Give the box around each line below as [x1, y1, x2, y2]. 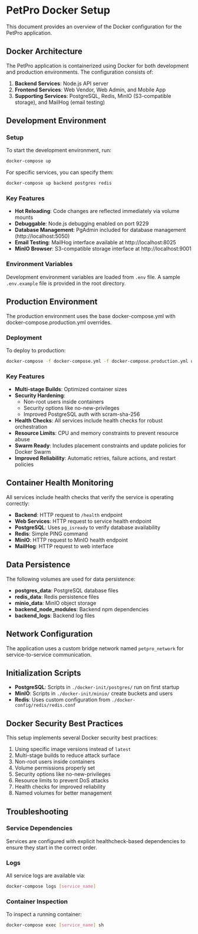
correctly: [6, 500, 30, 507]
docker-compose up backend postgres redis [6, 181, 112, 186]
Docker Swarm [14, 448, 51, 455]
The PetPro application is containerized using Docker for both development [6, 62, 189, 69]
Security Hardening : [14, 392, 66, 399]
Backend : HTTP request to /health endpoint [14, 511, 123, 518]
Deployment [6, 333, 42, 342]
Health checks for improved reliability [14, 783, 106, 791]
